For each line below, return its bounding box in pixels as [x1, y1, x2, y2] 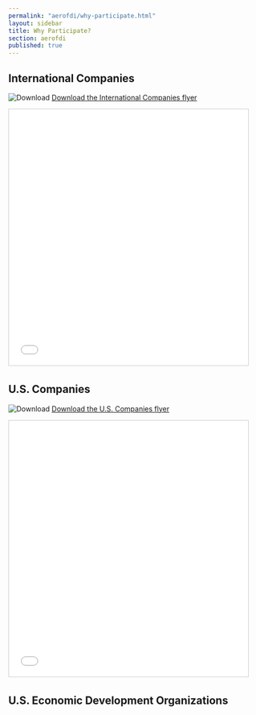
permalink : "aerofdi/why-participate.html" [8, 11, 156, 20]
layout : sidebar [8, 19, 63, 27]
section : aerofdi [8, 34, 67, 43]
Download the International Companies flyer [51, 92, 197, 102]
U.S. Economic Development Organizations [8, 694, 229, 708]
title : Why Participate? [8, 27, 91, 35]
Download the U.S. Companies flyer [51, 403, 170, 414]
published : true [8, 42, 63, 50]
